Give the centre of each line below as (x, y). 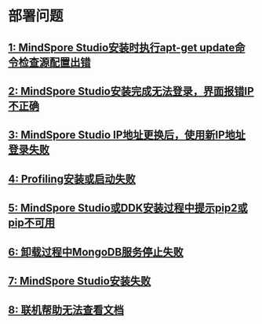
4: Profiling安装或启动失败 (72, 178)
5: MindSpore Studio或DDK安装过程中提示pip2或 (128, 208)
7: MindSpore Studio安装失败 (80, 280)
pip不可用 (32, 223)
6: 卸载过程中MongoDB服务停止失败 (96, 252)
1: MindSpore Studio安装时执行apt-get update (122, 47)
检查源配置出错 (55, 62)
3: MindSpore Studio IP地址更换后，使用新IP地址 (127, 135)
